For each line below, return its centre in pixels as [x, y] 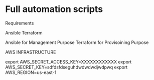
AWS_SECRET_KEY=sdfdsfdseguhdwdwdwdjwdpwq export [66, 67]
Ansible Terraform [24, 32]
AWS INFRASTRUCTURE [31, 52]
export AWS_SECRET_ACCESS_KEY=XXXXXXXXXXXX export [68, 61]
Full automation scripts [54, 9]
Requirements [20, 23]
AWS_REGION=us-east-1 [31, 72]
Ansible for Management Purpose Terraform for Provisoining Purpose [77, 42]
